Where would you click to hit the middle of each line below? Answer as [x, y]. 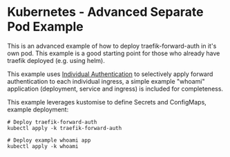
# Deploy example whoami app [49, 140]
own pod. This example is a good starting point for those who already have [114, 53]
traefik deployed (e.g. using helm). [56, 60]
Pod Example [46, 27]
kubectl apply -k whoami [43, 146]
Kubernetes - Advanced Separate [105, 12]
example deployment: [38, 109]
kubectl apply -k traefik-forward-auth [65, 128]
